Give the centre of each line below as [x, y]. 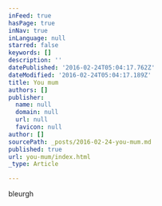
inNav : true [28, 30]
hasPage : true [32, 23]
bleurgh [21, 194]
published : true [35, 149]
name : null [34, 105]
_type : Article [34, 164]
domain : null [37, 113]
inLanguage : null [37, 38]
